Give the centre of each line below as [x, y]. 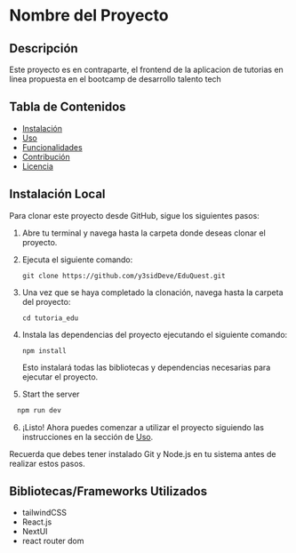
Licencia [37, 166]
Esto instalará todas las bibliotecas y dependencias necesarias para [146, 367]
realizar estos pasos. [48, 463]
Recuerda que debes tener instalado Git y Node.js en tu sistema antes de [143, 453]
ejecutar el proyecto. [60, 377]
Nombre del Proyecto [89, 16]
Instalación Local [57, 194]
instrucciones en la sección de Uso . [88, 437]
